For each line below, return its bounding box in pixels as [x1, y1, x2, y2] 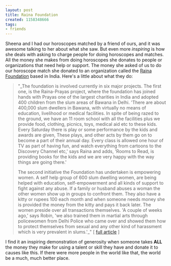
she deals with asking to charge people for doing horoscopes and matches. [5, 52, 164, 58]
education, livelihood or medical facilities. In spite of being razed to [17, 110, 159, 117]
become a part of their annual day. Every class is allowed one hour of [17, 138, 164, 144]
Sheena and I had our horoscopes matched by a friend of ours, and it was [5, 40, 160, 47]
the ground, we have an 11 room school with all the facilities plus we [17, 116, 160, 122]
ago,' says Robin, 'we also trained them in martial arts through [17, 213, 148, 219]
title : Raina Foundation [5, 12, 58, 17]
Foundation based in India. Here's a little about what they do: [5, 73, 133, 79]
